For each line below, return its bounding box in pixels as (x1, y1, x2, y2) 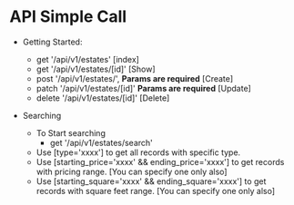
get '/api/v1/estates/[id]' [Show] (35, 63, 157, 74)
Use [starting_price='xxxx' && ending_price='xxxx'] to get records (35, 156, 285, 167)
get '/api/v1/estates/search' (49, 137, 153, 148)
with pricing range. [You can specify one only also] (35, 166, 228, 177)
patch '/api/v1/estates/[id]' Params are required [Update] (35, 83, 252, 93)
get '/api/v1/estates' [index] (35, 54, 139, 64)
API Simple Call (9, 6, 127, 27)
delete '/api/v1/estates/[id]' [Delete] (35, 93, 170, 103)
